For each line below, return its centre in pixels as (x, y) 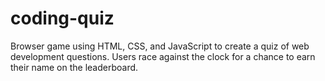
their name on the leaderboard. (74, 67)
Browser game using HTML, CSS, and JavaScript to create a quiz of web (160, 46)
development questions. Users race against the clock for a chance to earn (163, 56)
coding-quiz (62, 18)
